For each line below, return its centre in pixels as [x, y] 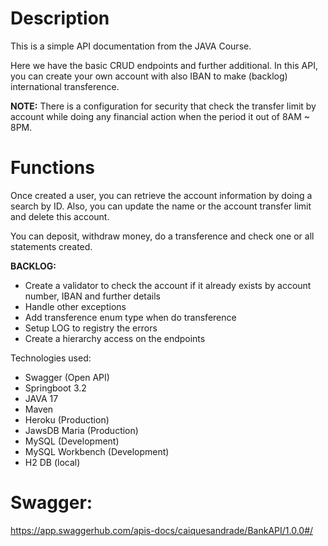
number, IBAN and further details [93, 296]
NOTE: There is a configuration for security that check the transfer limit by [163, 106]
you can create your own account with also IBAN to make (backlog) [149, 76]
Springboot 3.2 [55, 388]
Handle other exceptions [75, 306]
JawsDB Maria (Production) [81, 430]
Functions [52, 168]
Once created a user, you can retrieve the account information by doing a [161, 195]
